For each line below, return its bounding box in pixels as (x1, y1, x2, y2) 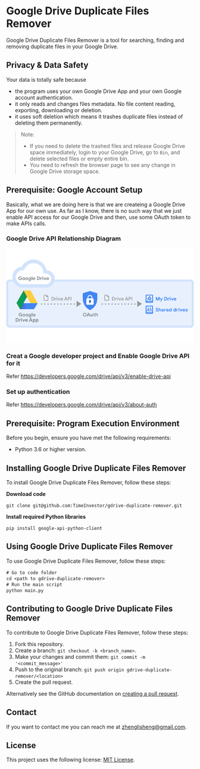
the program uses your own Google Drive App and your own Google (14, 88, 182, 95)
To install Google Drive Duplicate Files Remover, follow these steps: (6, 479, 171, 486)
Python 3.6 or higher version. (14, 446, 86, 453)
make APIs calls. (6, 219, 46, 227)
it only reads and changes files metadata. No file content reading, (14, 100, 176, 107)
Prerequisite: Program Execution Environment (6, 418, 180, 429)
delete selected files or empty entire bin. (29, 155, 129, 162)
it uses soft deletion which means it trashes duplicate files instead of (14, 113, 183, 120)
